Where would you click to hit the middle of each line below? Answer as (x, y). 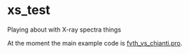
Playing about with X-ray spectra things (64, 29)
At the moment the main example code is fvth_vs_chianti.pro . (95, 43)
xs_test (29, 10)
